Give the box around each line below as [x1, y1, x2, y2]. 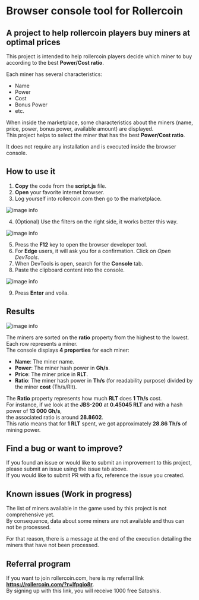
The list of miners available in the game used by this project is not [6, 505, 167, 512]
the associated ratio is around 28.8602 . [6, 413, 104, 421]
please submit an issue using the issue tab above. [6, 465, 128, 473]
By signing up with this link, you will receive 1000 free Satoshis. [6, 587, 162, 595]
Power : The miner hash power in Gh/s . [14, 364, 110, 371]
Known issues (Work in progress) [6, 489, 132, 499]
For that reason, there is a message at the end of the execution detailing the [6, 535, 192, 542]
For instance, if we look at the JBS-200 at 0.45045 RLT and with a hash [6, 401, 183, 408]
